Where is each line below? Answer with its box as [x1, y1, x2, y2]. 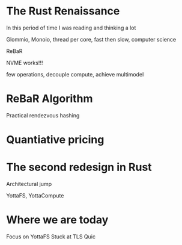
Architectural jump [6, 181, 52, 187]
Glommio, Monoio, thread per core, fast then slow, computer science [6, 36, 177, 43]
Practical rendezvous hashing [6, 111, 80, 119]
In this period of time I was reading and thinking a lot [6, 24, 136, 31]
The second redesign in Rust [6, 161, 152, 174]
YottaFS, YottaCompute [6, 192, 64, 199]
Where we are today [6, 213, 109, 227]
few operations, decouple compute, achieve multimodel [6, 70, 144, 78]
